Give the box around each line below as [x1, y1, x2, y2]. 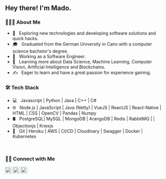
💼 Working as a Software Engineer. [12, 53, 86, 59]
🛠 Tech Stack [5, 84, 39, 91]
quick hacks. [12, 35, 39, 41]
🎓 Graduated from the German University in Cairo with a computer [12, 41, 152, 47]
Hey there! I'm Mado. [5, 4, 72, 12]
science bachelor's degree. [12, 48, 68, 54]
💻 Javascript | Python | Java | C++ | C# [12, 97, 97, 103]
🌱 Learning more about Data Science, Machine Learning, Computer [12, 59, 152, 64]
